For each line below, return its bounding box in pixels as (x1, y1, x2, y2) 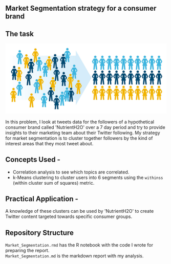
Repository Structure (5, 228, 74, 237)
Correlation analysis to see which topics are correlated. (12, 169, 130, 175)
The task (5, 29, 34, 38)
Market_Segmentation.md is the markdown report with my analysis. (5, 253, 144, 259)
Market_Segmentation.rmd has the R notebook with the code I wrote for (5, 242, 154, 248)
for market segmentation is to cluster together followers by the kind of (5, 135, 153, 141)
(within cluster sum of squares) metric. (12, 180, 95, 186)
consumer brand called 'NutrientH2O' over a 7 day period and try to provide (5, 124, 165, 130)
